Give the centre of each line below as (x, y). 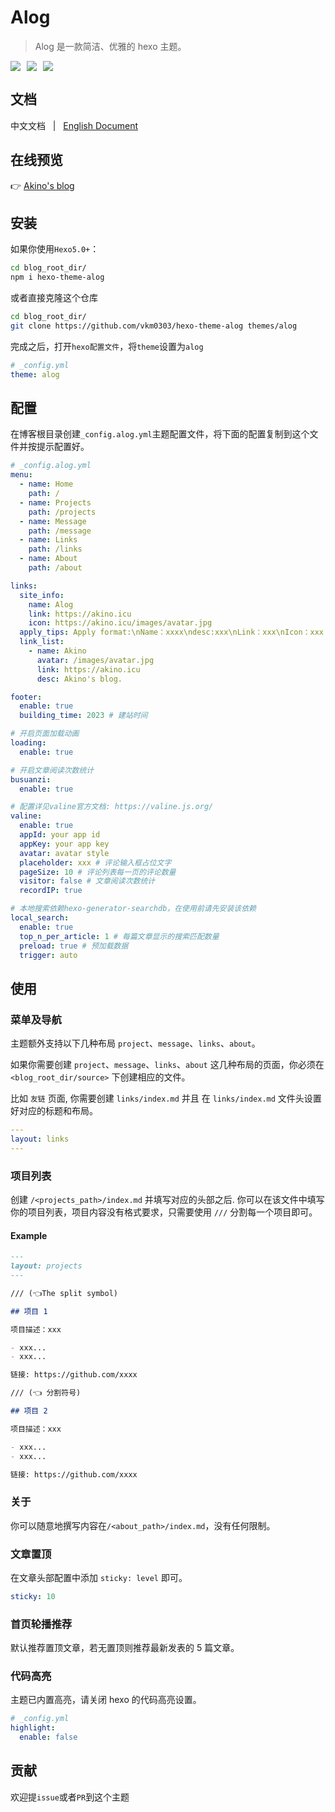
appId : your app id (60, 835)
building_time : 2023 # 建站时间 (83, 716)
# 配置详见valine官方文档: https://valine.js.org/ (112, 807)
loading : (28, 743)
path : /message (60, 531)
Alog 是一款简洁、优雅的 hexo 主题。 (110, 46)
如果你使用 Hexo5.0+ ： (55, 249)
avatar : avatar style (64, 853)
